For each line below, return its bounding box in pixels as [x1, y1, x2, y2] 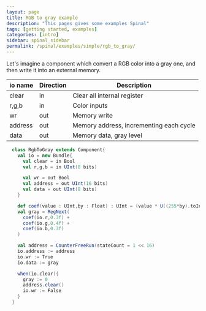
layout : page [6, 9, 40, 15]
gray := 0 [22, 276, 48, 282]
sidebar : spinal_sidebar [6, 37, 70, 43]
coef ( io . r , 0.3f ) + [22, 214, 70, 220]
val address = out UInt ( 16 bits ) [22, 181, 109, 187]
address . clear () [22, 282, 64, 288]
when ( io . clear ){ [17, 271, 59, 277]
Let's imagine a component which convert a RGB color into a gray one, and [6, 59, 196, 67]
